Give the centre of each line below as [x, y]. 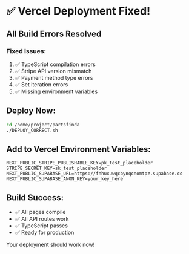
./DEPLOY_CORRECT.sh [32, 130]
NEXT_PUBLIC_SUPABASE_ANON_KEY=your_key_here [65, 179]
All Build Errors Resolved [54, 34]
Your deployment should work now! [51, 245]
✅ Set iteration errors [41, 84]
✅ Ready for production [45, 233]
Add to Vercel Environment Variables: [78, 149]
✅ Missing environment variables [56, 91]
